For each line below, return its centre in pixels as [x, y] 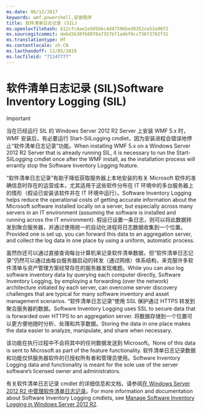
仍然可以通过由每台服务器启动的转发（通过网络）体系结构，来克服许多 [101, 260]
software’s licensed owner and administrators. [63, 371]
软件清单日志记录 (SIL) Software [85, 88]
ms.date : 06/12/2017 [32, 12]
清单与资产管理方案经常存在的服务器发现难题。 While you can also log [97, 268]
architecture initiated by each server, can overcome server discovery [92, 287]
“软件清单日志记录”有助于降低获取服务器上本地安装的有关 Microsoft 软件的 [99, 178]
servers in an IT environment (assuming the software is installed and [91, 212]
